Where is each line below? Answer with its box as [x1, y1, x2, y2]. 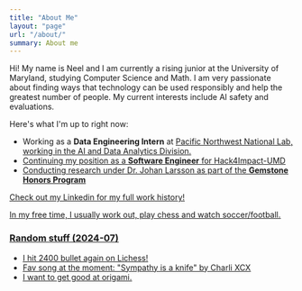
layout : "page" [9, 22, 67, 31]
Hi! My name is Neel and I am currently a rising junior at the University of [9, 63, 279, 74]
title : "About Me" [9, 13, 78, 23]
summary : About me [9, 38, 78, 48]
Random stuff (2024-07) [9, 232, 119, 244]
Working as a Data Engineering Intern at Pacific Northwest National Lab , [22, 136, 293, 147]
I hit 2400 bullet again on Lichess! [22, 252, 149, 263]
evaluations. [9, 101, 55, 113]
